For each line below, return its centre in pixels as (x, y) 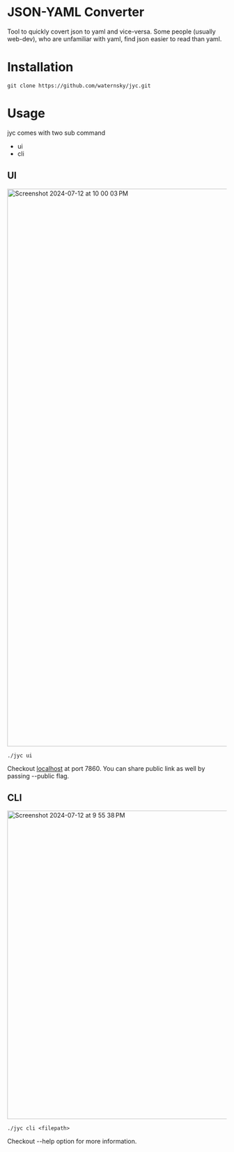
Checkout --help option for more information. (72, 1142)
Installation (40, 67)
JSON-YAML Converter (76, 12)
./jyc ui (20, 755)
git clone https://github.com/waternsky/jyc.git (79, 86)
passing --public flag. (38, 776)
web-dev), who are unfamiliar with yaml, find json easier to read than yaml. (115, 38)
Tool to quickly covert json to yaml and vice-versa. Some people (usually (111, 31)
